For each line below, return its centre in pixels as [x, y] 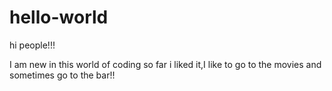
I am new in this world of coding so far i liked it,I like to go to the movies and [165, 64]
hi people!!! [32, 45]
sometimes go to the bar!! [62, 75]
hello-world [59, 17]
